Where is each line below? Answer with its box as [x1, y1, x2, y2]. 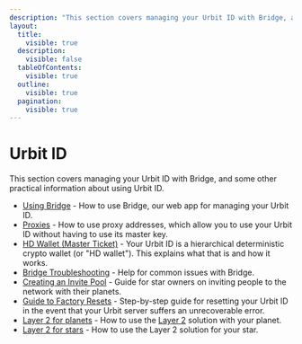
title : [17, 30, 42, 39]
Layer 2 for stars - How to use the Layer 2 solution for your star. [22, 324, 259, 335]
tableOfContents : [17, 64, 83, 73]
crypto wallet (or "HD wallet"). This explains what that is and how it [22, 248, 271, 259]
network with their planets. [22, 287, 122, 297]
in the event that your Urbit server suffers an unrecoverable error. [22, 305, 265, 316]
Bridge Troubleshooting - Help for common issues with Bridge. [22, 267, 254, 278]
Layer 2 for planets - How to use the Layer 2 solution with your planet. [22, 315, 282, 326]
